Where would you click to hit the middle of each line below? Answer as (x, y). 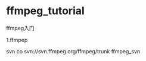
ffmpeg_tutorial (45, 11)
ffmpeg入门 (20, 28)
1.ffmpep (17, 40)
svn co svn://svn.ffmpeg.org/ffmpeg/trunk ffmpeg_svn (73, 51)
